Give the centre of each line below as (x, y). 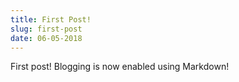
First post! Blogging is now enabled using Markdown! (120, 67)
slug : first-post (46, 29)
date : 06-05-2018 (46, 38)
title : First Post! (51, 19)
